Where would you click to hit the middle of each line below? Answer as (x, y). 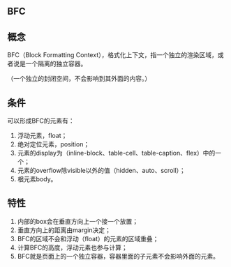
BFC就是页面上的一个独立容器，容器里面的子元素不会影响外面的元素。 (118, 256)
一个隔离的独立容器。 (56, 64)
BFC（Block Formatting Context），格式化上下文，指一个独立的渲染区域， (112, 55)
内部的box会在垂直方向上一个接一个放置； (78, 221)
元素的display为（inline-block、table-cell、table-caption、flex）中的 (116, 153)
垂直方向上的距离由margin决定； (64, 230)
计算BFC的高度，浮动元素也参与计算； (72, 247)
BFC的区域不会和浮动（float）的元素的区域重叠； (88, 238)
